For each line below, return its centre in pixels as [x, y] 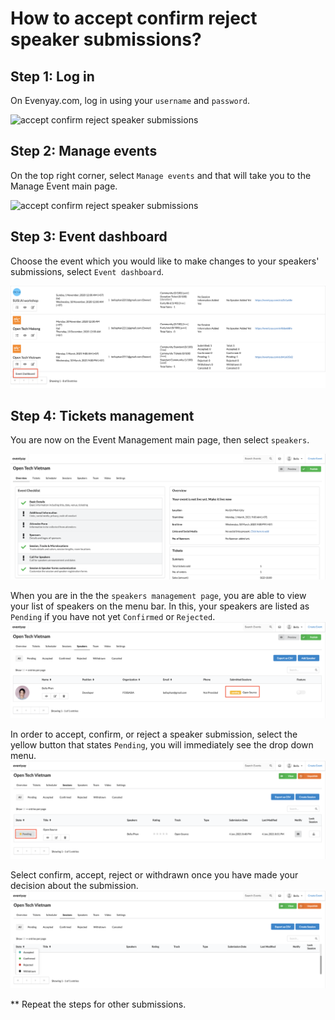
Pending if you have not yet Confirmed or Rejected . [113, 616]
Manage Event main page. [64, 186]
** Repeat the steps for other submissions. [98, 1004]
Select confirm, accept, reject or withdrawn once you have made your [154, 874]
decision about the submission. [74, 885]
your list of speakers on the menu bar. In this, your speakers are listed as [160, 606]
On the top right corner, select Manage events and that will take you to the [161, 175]
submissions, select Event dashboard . [87, 271]
